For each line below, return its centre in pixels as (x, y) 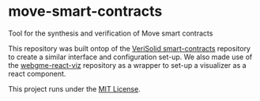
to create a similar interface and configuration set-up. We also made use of (130, 57)
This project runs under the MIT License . (74, 88)
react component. (37, 73)
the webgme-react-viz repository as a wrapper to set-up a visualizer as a (127, 65)
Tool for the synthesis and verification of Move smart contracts (111, 33)
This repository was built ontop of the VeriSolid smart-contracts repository (130, 48)
